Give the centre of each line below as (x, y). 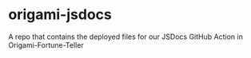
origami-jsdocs (60, 15)
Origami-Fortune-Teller (46, 44)
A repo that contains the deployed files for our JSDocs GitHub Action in (126, 37)
